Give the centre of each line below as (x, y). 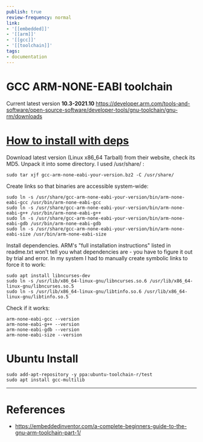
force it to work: (26, 264)
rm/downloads (24, 116)
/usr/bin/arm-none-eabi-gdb (66, 223)
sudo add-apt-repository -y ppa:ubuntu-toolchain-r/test (79, 375)
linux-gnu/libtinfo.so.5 (37, 296)
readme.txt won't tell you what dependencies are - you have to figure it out (99, 252)
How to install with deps (68, 140)
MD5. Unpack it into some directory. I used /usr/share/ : (76, 164)
